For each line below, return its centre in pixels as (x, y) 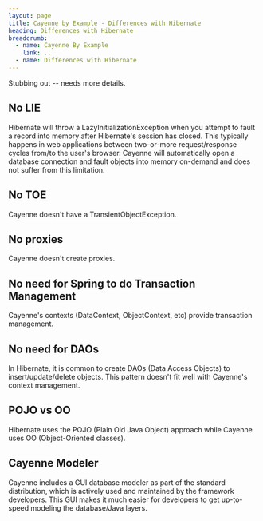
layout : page (30, 16)
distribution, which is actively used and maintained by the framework (122, 491)
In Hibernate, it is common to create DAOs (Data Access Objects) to (119, 368)
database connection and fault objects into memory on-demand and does (130, 161)
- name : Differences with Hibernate (76, 61)
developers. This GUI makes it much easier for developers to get (114, 499)
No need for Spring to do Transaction (102, 283)
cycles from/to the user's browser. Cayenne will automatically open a (122, 153)
